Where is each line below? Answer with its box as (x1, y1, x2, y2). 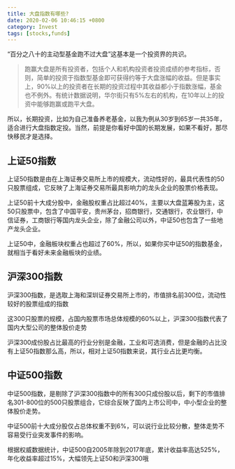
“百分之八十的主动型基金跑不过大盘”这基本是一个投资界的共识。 (7, 50, 191, 58)
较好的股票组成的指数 (7, 299, 69, 308)
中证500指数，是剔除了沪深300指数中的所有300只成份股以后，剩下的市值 (7, 389, 220, 397)
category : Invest (7, 23, 58, 30)
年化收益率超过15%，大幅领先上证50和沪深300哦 (7, 454, 149, 463)
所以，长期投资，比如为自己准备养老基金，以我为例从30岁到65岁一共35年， (7, 115, 226, 123)
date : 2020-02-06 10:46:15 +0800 (7, 17, 105, 24)
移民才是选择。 (13, 132, 57, 141)
